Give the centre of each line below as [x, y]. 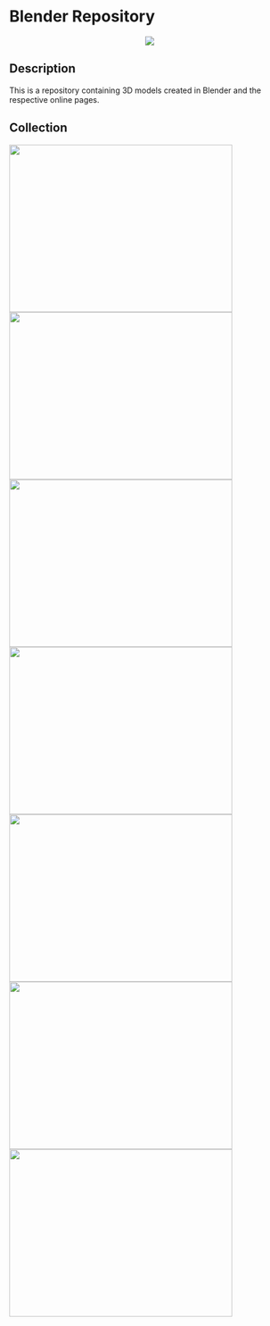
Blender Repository [82, 17]
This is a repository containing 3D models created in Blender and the [135, 90]
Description [42, 69]
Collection [38, 128]
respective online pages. [54, 99]
